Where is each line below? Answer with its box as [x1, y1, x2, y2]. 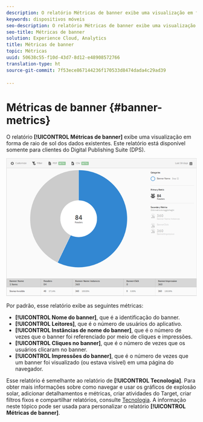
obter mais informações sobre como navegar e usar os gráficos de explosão [6, 383, 196, 391]
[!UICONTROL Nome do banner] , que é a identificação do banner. [14, 314, 180, 321]
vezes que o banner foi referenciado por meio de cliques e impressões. [14, 333, 193, 340]
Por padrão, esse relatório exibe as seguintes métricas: [6, 302, 144, 309]
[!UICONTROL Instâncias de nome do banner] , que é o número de [14, 326, 182, 334]
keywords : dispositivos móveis [6, 16, 85, 22]
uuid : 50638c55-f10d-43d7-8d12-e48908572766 [6, 54, 120, 61]
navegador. [14, 365, 43, 372]
